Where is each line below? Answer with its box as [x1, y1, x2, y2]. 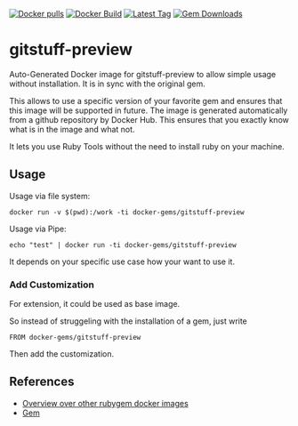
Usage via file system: [9, 190, 91, 201]
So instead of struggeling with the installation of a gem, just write [9, 316, 247, 326]
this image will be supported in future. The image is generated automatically [9, 105, 288, 116]
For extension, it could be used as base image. [9, 299, 181, 309]
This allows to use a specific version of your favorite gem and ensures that [9, 95, 283, 106]
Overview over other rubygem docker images [21, 398, 189, 408]
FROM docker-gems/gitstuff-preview [9, 334, 141, 342]
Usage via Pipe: [9, 223, 67, 234]
